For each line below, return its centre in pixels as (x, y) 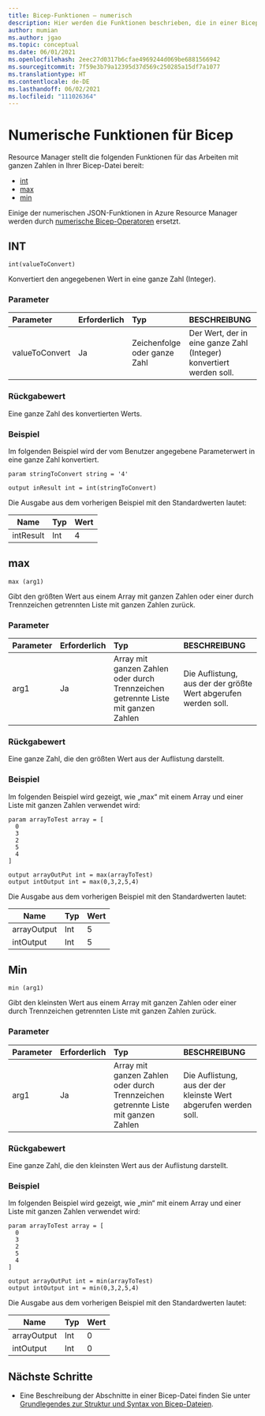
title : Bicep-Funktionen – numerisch (70, 15)
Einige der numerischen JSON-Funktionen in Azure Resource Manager (123, 213)
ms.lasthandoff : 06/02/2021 (54, 89)
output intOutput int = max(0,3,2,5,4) (74, 881)
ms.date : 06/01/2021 (42, 52)
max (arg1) (26, 581)
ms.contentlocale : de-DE (49, 81)
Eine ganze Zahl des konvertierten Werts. (75, 413)
